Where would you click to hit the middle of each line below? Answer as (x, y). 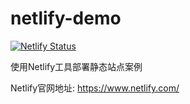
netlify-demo (66, 18)
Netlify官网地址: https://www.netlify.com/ (95, 88)
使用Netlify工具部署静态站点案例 (76, 66)
